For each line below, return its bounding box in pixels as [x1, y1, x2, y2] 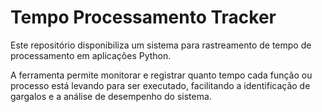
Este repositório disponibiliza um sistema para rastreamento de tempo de [10, 39, 312, 51]
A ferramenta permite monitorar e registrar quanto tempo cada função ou [10, 69, 313, 81]
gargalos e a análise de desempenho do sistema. [10, 90, 212, 102]
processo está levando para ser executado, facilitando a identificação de [10, 79, 311, 91]
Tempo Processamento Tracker [10, 6, 277, 29]
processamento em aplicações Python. [10, 49, 172, 61]
